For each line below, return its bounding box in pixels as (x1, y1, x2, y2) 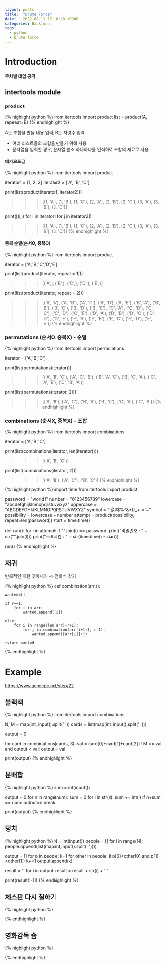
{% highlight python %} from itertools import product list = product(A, (5, 114, 148, 120)
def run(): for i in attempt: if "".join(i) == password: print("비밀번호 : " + (5, 527, 148, 533)
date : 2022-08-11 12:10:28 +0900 (5, 16, 79, 21)
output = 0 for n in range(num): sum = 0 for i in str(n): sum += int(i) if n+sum (5, 794, 161, 800)
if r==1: (5, 601, 23, 606)
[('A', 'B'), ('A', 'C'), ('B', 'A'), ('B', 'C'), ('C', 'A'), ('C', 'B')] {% (42, 399, 162, 405)
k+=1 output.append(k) (26, 858, 73, 864)
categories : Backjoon (5, 21, 50, 26)
